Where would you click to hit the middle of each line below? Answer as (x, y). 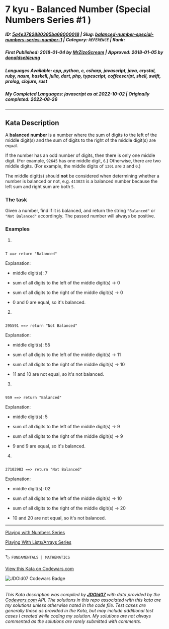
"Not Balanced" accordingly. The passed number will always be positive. (80, 216)
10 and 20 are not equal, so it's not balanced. (59, 518)
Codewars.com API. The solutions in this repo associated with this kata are (83, 600)
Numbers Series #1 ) (48, 20)
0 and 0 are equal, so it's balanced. (49, 302)
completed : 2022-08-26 (31, 99)
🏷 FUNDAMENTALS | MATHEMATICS (38, 557)
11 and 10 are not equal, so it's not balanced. (58, 374)
